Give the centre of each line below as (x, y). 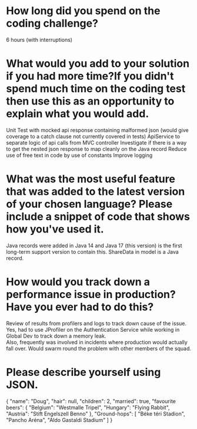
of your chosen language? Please (89, 204)
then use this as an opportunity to (90, 101)
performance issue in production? (91, 294)
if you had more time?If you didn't (90, 76)
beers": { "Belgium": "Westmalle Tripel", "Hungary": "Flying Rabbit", (88, 407)
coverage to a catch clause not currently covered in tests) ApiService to (93, 136)
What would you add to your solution (98, 64)
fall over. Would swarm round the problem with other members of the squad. (99, 348)
